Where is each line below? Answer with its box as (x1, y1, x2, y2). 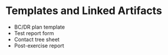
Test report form (14, 29, 54, 36)
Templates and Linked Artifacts (5, 4, 163, 18)
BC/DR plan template (14, 23, 65, 30)
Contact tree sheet (14, 36, 60, 43)
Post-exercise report (14, 42, 64, 49)
